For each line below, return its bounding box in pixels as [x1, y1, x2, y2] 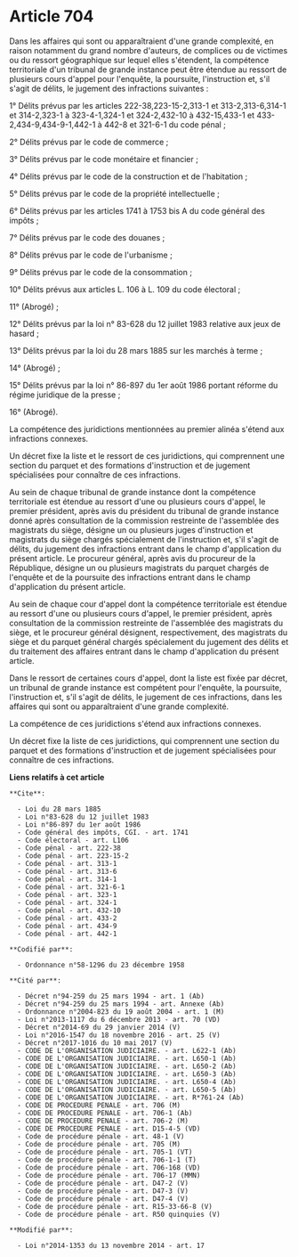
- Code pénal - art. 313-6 [17, 867, 117, 876]
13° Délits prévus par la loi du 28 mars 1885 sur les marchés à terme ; [9, 345, 263, 355]
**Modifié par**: [9, 1225, 74, 1235]
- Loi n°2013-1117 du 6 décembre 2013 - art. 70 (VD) [17, 1015, 221, 1024]
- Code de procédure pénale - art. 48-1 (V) [17, 1131, 185, 1141]
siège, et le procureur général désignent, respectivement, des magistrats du [9, 626, 287, 638]
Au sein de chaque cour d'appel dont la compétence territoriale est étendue [9, 599, 287, 609]
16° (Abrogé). [9, 406, 59, 417]
